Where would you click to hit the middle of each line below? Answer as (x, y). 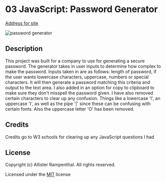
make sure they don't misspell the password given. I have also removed (79, 93)
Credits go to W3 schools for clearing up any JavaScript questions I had (80, 137)
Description (24, 49)
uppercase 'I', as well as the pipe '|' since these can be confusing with (78, 104)
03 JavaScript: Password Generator (81, 9)
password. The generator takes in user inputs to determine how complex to (83, 66)
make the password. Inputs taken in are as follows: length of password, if (81, 71)
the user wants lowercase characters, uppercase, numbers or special (77, 77)
